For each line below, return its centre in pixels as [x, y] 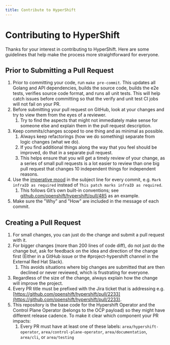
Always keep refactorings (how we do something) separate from [88, 136]
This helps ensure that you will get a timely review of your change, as [93, 158]
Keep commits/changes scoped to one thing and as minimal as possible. [88, 131]
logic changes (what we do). [50, 142]
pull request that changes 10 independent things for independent [88, 169]
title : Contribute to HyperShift [41, 10]
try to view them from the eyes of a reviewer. [59, 115]
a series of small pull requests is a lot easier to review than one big [90, 163]
